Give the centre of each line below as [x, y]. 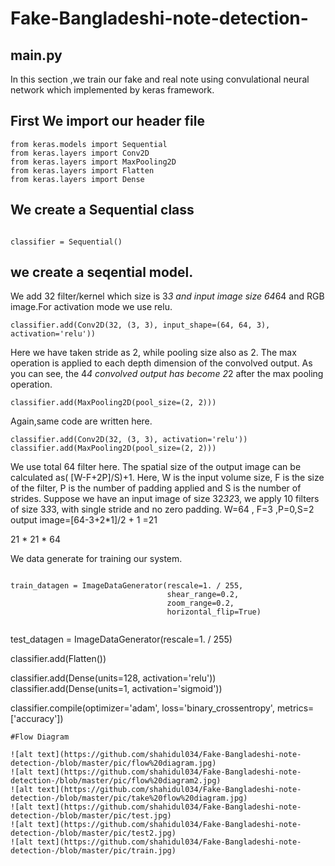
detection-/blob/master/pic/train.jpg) [93, 851]
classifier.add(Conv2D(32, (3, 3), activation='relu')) [129, 440]
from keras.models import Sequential [89, 144]
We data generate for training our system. [96, 559]
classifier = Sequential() [66, 242]
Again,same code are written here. [81, 421]
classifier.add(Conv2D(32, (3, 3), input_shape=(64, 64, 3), [140, 325]
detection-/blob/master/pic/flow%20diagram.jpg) [113, 763]
